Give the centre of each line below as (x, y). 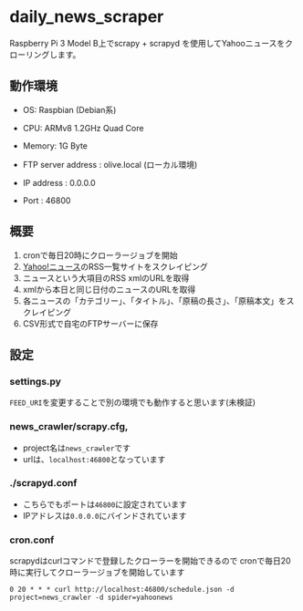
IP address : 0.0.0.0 (59, 182)
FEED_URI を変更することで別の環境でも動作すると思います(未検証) (133, 402)
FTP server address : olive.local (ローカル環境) (110, 164)
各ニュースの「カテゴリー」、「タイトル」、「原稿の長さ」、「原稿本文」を (155, 300)
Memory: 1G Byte (55, 145)
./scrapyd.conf (43, 483)
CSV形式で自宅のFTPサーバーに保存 (90, 323)
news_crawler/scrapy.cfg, (69, 427)
